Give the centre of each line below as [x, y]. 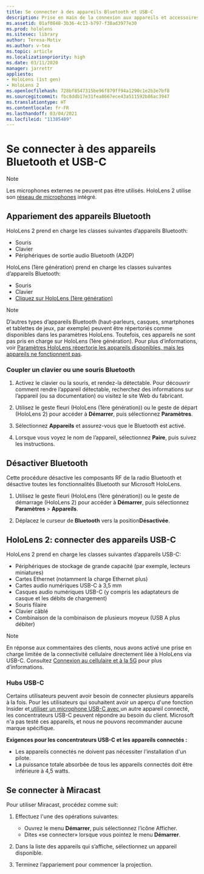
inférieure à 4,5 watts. [42, 771]
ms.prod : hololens [29, 29]
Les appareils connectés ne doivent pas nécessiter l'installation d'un [100, 752]
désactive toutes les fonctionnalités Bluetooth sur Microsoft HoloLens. [94, 484]
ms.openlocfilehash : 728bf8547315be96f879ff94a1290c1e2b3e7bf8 [88, 91]
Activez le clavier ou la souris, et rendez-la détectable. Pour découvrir [102, 383]
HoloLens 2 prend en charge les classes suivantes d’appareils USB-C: [93, 554]
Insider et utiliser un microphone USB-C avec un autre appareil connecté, [98, 709]
